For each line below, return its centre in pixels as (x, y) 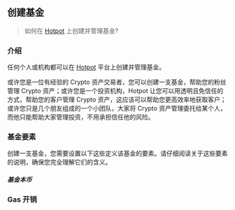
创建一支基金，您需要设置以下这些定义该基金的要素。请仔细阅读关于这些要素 (117, 153)
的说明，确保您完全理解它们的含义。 (59, 162)
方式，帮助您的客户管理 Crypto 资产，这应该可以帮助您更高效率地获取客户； (117, 99)
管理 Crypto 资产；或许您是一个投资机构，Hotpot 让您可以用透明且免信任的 (115, 91)
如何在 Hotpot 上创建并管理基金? (71, 31)
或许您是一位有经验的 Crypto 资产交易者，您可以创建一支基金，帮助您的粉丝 (117, 82)
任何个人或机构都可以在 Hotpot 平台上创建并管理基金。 (86, 67)
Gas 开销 (22, 199)
